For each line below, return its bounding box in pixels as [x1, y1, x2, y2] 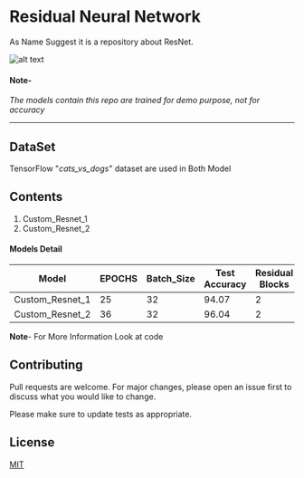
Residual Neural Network [9, 6, 202, 27]
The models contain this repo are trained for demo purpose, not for [9, 95, 261, 106]
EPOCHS [99, 272, 138, 284]
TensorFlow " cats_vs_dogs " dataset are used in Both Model [9, 163, 232, 174]
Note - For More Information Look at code [9, 330, 164, 341]
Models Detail [9, 244, 63, 254]
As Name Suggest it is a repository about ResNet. [9, 36, 195, 47]
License [9, 435, 55, 450]
